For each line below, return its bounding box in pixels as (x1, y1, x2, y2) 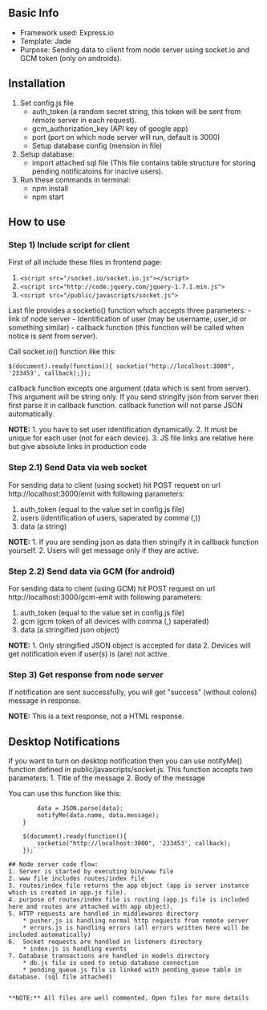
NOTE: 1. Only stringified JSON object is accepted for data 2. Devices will (8, 640, 251, 650)
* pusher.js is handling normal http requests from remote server (22, 917, 249, 925)
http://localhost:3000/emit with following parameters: (8, 489, 185, 498)
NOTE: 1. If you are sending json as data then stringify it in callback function (8, 537, 259, 546)
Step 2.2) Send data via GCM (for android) (8, 566, 176, 577)
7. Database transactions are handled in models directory (8, 952, 210, 960)
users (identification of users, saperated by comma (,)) (19, 513, 201, 522)
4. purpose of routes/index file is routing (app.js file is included (8, 896, 249, 904)
